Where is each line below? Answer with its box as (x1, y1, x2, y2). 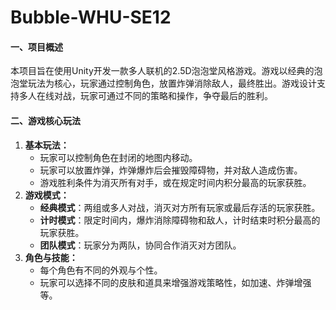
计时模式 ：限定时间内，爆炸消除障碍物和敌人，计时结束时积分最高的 (39, 214, 321, 226)
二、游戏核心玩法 (10, 114, 81, 126)
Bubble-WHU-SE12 (10, 6, 172, 29)
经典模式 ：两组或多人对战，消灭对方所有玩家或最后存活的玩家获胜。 (39, 201, 321, 213)
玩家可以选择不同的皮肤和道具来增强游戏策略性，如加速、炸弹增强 (39, 276, 312, 288)
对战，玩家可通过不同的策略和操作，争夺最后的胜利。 (53, 90, 273, 102)
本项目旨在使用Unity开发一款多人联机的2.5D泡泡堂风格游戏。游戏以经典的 (10, 65, 315, 77)
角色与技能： (24, 251, 78, 263)
